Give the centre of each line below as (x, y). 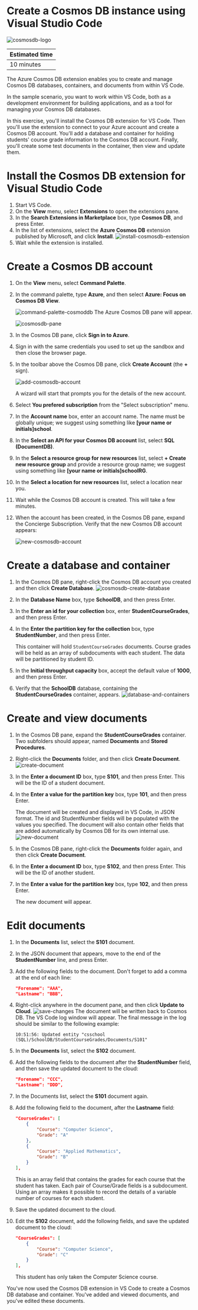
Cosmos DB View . (38, 300)
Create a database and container (88, 565)
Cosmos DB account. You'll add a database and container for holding (90, 133)
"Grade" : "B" (53, 1157)
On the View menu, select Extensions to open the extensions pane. (98, 211)
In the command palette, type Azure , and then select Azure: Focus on (100, 294)
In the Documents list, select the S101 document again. (82, 1096)
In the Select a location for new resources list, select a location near (99, 482)
